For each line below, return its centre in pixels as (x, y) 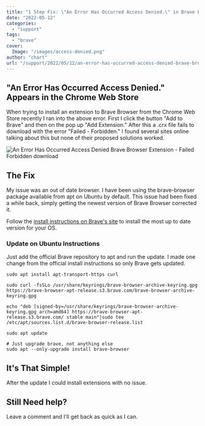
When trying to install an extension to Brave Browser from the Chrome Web (101, 112)
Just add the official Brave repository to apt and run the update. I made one (101, 257)
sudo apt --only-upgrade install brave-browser (68, 349)
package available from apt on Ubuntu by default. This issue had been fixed (102, 197)
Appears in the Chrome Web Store (73, 97)
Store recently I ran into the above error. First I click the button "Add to (95, 118)
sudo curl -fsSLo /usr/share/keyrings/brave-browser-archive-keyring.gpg (102, 285)
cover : (15, 46)
